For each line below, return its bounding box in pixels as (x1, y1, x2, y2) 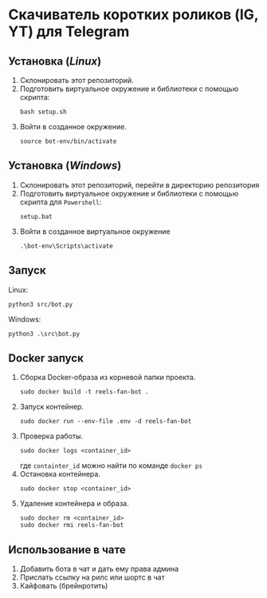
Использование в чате (8, 543, 126, 556)
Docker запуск (8, 351, 84, 365)
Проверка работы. (19, 431, 84, 441)
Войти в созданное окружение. (19, 122, 128, 131)
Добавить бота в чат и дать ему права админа (19, 564, 179, 574)
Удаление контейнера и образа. (19, 499, 129, 509)
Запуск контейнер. (19, 402, 84, 412)
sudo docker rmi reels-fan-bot (19, 521, 124, 529)
